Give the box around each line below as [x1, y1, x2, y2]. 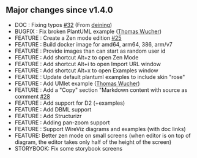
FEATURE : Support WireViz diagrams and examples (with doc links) [14, 125, 186, 132]
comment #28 [14, 92, 50, 100]
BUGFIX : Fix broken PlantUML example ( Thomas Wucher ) [14, 28, 162, 35]
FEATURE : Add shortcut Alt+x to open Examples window [14, 67, 158, 74]
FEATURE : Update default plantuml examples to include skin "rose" [14, 73, 185, 80]
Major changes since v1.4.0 [6, 5, 114, 15]
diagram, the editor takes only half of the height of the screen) [14, 138, 172, 146]
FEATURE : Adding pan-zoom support [14, 119, 110, 126]
